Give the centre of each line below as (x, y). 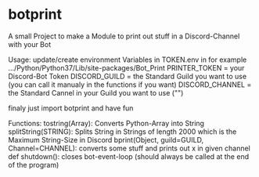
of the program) (34, 164)
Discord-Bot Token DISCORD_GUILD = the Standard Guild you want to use (128, 76)
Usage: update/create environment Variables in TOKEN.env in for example (128, 60)
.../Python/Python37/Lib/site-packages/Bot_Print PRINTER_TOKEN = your (126, 67)
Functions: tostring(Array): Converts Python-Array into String (106, 123)
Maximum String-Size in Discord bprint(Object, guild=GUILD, (106, 139)
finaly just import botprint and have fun (71, 108)
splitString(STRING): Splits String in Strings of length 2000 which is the (122, 132)
